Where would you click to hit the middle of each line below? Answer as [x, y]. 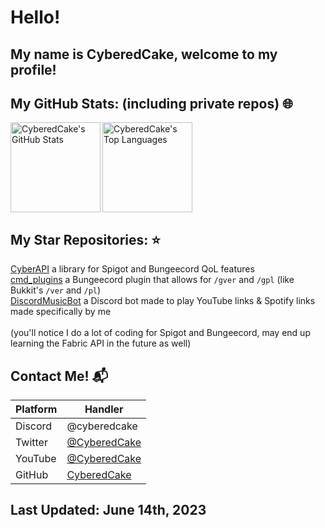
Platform [36, 409]
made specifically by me [61, 312]
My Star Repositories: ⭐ [86, 239]
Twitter [31, 443]
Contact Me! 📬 [59, 376]
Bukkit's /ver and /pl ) [56, 290]
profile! [33, 69]
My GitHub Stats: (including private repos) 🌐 [151, 103]
